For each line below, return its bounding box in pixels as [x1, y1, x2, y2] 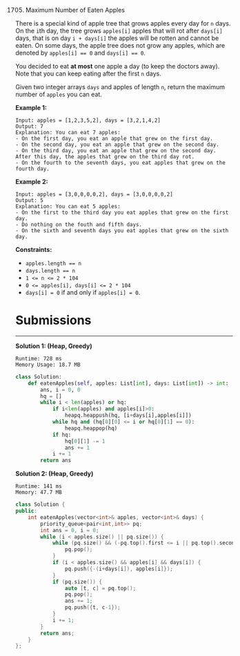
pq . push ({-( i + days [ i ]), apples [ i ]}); [64, 565, 174, 572]
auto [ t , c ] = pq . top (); [64, 585, 137, 592]
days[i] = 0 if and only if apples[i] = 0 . [25, 289, 141, 296]
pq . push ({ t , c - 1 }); [64, 604, 121, 611]
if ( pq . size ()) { [52, 578, 103, 585]
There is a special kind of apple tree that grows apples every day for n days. [15, 19, 231, 27]
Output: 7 [15, 123, 44, 130]
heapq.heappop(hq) [64, 425, 118, 432]
